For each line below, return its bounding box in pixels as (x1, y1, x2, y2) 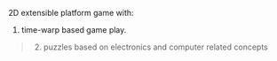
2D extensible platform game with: (8, 8, 134, 18)
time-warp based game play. (20, 25, 127, 34)
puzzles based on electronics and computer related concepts (43, 42, 268, 52)
